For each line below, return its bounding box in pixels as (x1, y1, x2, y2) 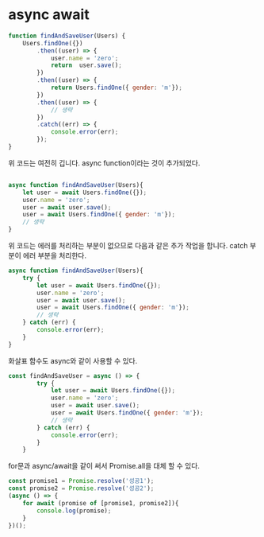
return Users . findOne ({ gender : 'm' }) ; (50, 84, 182, 92)
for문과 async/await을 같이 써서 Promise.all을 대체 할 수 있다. (8, 461, 201, 471)
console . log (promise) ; (36, 507, 112, 515)
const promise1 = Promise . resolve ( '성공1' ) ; (8, 477, 155, 485)
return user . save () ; (50, 61, 123, 69)
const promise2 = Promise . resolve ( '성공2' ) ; (8, 484, 155, 492)
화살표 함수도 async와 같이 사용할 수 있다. (8, 356, 138, 365)
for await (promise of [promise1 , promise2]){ (22, 499, 179, 507)
